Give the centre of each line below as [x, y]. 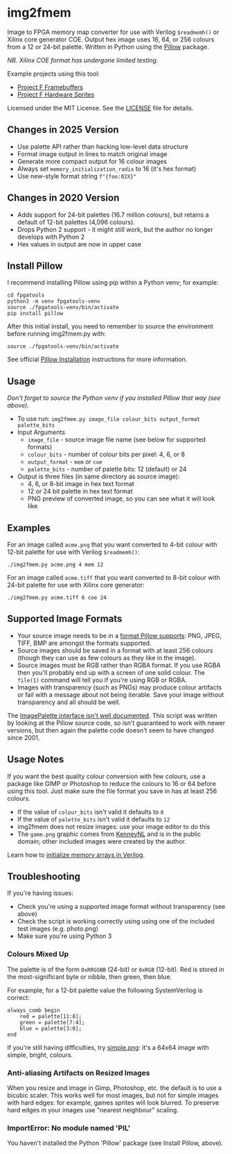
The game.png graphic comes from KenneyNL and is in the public [109, 834]
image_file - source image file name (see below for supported [117, 440]
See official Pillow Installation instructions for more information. [97, 360]
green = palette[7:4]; [52, 1022]
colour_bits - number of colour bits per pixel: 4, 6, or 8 [106, 454]
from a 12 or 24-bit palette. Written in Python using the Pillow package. [108, 47]
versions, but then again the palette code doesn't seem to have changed [111, 730]
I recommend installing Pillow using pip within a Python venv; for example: [113, 283]
